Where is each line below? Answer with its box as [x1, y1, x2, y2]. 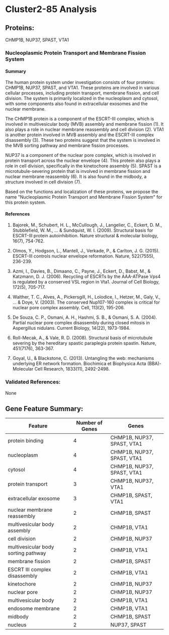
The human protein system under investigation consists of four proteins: [5, 79, 155, 85]
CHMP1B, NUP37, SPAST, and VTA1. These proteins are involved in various [5, 84, 159, 91]
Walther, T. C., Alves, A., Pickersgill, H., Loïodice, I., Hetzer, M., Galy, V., [12, 294, 161, 300]
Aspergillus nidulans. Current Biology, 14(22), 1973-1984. [12, 325, 131, 331]
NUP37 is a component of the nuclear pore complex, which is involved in [5, 152, 156, 158]
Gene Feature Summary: [5, 405, 83, 413]
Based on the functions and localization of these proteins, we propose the [5, 189, 158, 195]
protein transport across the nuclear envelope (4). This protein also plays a [5, 157, 160, 164]
